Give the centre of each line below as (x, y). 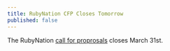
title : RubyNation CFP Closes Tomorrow (65, 14)
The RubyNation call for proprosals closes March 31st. (85, 40)
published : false (33, 20)
